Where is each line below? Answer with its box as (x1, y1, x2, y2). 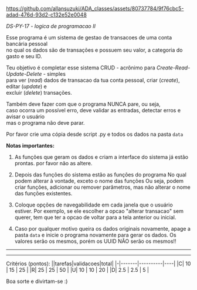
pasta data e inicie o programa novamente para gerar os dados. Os (14, 232, 177, 238)
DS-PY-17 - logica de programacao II (6, 23, 96, 29)
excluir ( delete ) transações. (6, 89, 72, 96)
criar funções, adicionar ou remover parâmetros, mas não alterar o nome (14, 184, 191, 191)
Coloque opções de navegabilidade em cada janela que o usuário (14, 201, 173, 208)
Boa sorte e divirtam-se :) (6, 278, 68, 285)
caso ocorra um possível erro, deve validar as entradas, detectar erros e (6, 107, 181, 114)
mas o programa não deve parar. (6, 119, 85, 126)
